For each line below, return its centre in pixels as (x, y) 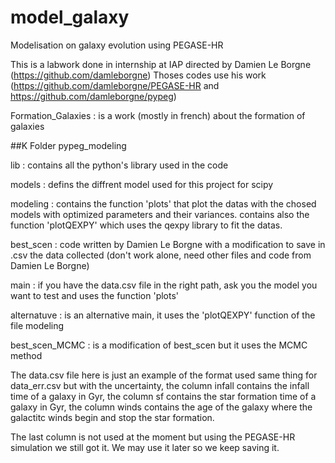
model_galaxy (70, 17)
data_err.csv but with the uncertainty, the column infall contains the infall (160, 385)
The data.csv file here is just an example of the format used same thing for (164, 375)
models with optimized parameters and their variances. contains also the (160, 214)
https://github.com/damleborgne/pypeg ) (93, 96)
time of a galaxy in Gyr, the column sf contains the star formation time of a (163, 396)
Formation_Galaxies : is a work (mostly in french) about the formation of (158, 115)
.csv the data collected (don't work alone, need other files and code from (161, 255)
